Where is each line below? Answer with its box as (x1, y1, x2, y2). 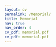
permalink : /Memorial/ (4, 12, 51, 17)
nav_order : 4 (4, 25, 31, 30)
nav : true (4, 21, 25, 26)
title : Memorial (4, 16, 38, 21)
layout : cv (4, 7, 27, 12)
